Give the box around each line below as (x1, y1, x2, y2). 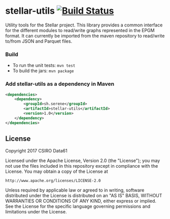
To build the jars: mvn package (12, 68, 74, 74)
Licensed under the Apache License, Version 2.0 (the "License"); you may (5, 158, 160, 164)
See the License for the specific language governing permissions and (5, 203, 151, 209)
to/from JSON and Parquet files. (5, 38, 73, 44)
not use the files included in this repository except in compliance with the (5, 163, 158, 169)
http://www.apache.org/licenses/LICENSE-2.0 (5, 178, 101, 183)
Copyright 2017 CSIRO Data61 (5, 148, 67, 154)
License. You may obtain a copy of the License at (5, 168, 108, 175)
